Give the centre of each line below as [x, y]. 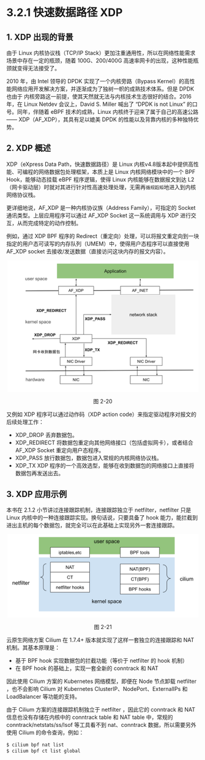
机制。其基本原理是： [33, 648]
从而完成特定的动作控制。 [49, 223]
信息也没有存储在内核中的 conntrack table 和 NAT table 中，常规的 [90, 717]
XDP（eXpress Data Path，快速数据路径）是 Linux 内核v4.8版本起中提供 [97, 164]
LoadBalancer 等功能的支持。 [43, 697]
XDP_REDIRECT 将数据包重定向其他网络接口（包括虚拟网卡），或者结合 [104, 442]
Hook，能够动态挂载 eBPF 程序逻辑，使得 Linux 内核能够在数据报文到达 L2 [100, 179]
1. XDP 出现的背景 [40, 37]
